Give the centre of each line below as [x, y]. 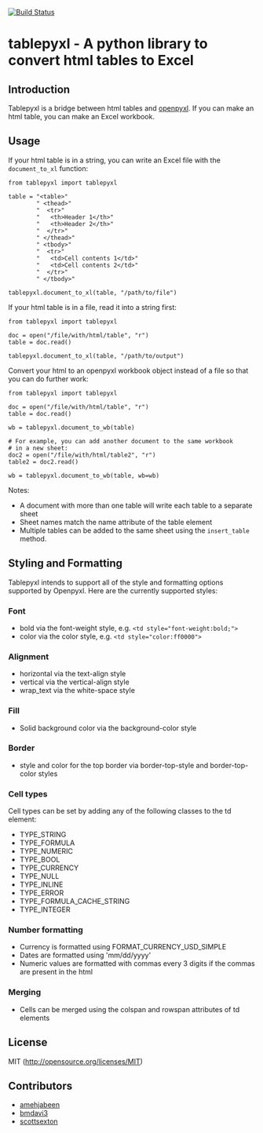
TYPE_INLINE [41, 885]
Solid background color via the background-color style [108, 728]
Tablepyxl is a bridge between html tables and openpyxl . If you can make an [131, 108]
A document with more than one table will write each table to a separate [136, 505]
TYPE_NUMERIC [46, 851]
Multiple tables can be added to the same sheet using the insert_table [134, 530]
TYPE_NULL [39, 876]
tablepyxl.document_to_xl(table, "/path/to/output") [96, 356]
